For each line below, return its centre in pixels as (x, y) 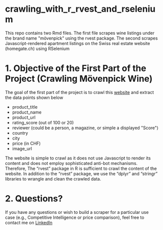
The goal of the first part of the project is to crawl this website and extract (80, 92)
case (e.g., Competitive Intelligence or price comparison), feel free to (75, 217)
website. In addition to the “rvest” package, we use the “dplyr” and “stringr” (81, 173)
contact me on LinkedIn (29, 222)
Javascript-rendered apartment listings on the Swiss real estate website (78, 43)
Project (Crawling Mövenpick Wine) (79, 79)
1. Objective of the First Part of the (76, 68)
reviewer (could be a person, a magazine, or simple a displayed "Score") (85, 128)
